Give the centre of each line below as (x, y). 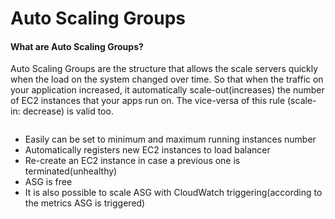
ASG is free (48, 182)
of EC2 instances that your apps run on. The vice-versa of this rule (148, 101)
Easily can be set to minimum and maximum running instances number (170, 139)
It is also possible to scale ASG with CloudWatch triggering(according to (173, 193)
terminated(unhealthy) (71, 171)
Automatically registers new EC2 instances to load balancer (147, 150)
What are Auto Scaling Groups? (77, 46)
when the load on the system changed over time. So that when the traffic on (167, 79)
